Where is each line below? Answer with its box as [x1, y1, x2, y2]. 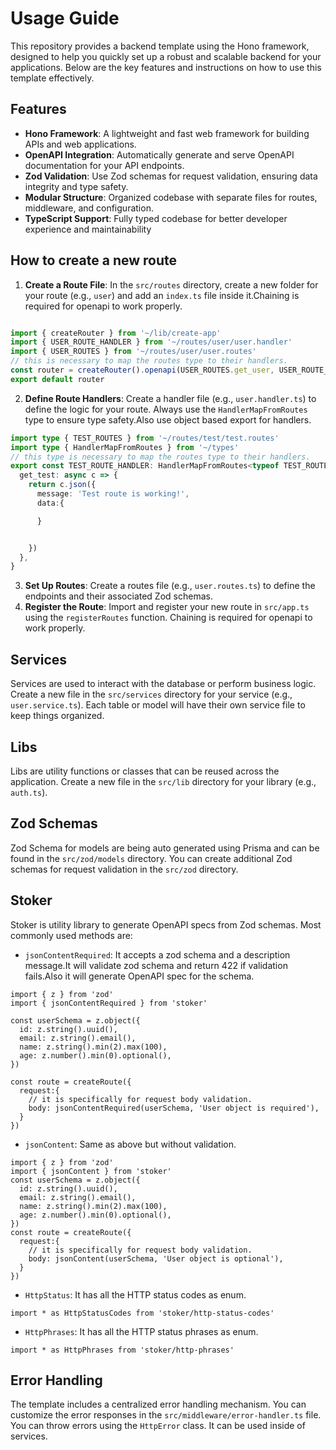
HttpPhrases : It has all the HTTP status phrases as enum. [24, 1325, 259, 1337]
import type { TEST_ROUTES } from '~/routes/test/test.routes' [10, 433, 280, 443]
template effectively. [10, 72, 95, 84]
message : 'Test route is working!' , [36, 489, 190, 499]
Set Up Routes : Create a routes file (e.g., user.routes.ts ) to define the [24, 580, 316, 592]
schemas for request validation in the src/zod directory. [10, 863, 239, 875]
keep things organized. [10, 710, 105, 722]
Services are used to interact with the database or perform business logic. [10, 678, 317, 690]
